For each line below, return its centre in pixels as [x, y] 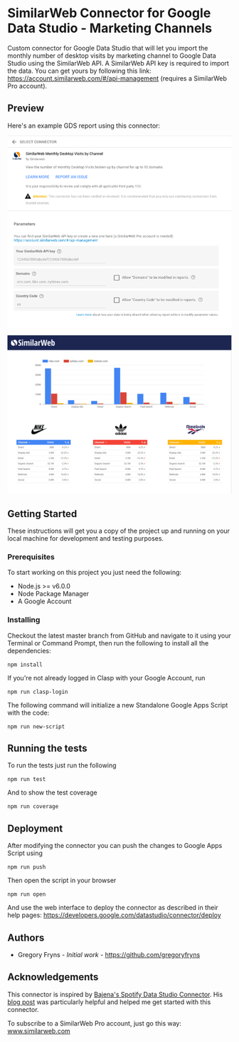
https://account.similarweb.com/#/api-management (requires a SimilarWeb [117, 78]
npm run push [27, 867]
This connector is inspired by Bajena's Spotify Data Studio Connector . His [115, 994]
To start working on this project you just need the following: [95, 573]
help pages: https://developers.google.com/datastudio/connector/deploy [115, 915]
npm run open [27, 894]
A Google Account [44, 601]
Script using [25, 853]
